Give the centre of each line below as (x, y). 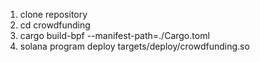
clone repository (53, 14)
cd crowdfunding (55, 25)
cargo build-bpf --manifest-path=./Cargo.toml (114, 35)
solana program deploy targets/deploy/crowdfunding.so (134, 46)
